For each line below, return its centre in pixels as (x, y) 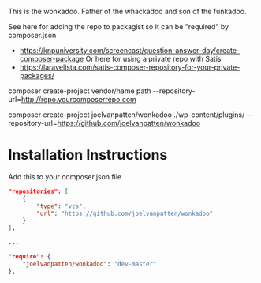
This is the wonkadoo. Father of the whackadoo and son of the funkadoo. (127, 11)
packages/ (37, 75)
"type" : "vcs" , (62, 206)
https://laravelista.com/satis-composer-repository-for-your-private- (130, 67)
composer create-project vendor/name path (80, 91)
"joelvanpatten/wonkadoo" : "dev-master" (89, 264)
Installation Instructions (88, 155)
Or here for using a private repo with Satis (153, 59)
